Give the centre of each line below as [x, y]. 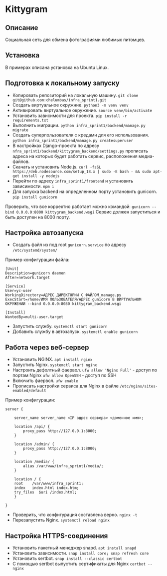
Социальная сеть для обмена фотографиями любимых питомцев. [75, 39]
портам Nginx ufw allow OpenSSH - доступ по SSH [64, 375]
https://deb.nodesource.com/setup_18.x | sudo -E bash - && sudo [82, 171]
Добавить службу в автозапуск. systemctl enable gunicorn [75, 331]
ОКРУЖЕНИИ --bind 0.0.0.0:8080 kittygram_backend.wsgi [63, 304]
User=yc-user [19, 291]
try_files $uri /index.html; [46, 492]
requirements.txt [30, 120]
